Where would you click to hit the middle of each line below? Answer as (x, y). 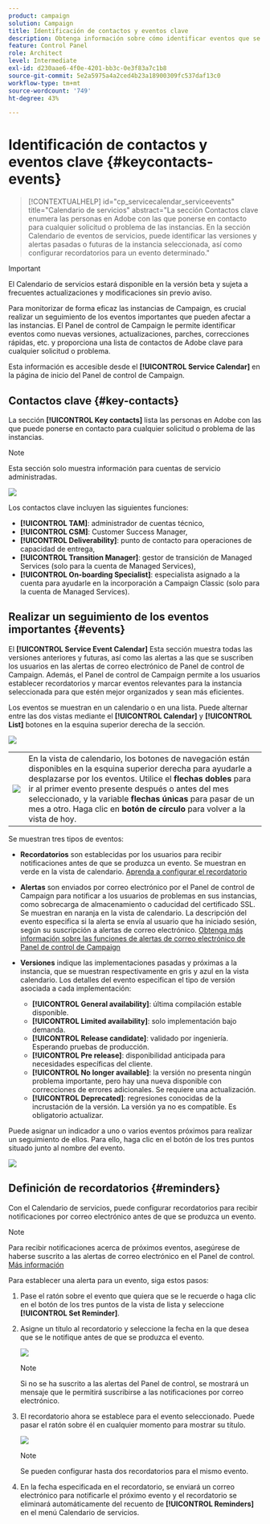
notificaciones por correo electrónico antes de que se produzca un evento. (132, 1216)
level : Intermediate (43, 61)
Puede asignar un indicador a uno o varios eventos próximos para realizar (131, 1131)
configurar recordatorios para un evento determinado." (119, 253)
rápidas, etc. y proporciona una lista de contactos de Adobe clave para (126, 342)
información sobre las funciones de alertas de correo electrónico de (133, 938)
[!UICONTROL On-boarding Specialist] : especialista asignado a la (130, 574)
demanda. (49, 1029)
